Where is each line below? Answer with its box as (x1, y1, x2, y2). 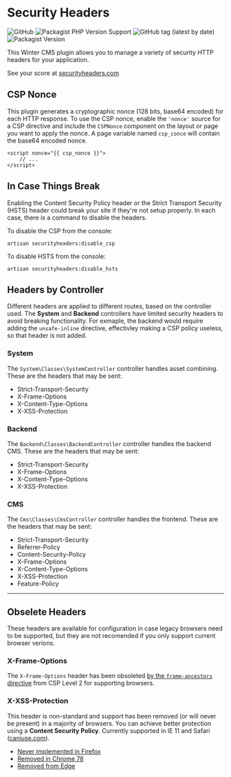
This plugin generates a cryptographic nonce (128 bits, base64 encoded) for (7, 107, 224, 115)
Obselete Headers (7, 606, 87, 617)
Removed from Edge (16, 762, 76, 770)
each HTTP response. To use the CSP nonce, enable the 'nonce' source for (7, 114, 221, 123)
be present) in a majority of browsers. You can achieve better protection (7, 719, 212, 727)
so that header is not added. (7, 332, 87, 340)
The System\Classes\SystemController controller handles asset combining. (7, 364, 219, 372)
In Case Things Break (7, 180, 100, 192)
